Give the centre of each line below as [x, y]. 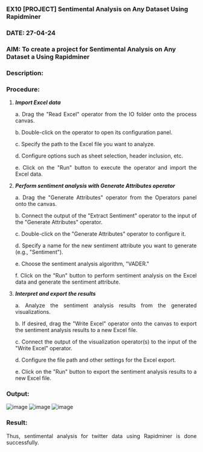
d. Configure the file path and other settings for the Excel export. [95, 360]
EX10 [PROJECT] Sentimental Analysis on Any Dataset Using [97, 9]
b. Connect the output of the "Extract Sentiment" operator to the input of [106, 215]
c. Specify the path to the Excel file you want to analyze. [85, 144]
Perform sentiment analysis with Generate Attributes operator [95, 185]
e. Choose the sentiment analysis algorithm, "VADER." [82, 264]
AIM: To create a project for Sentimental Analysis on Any [91, 49]
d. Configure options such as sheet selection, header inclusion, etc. [99, 156]
